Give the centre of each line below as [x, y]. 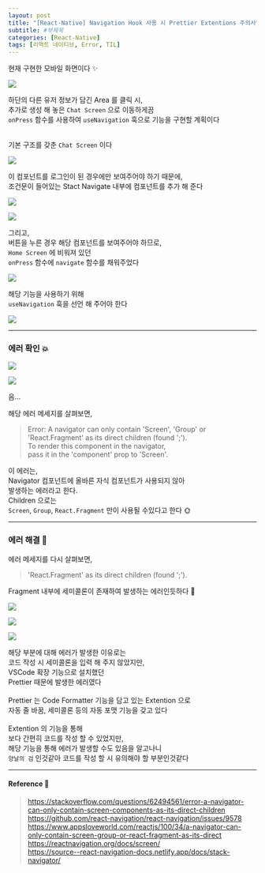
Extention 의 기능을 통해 [45, 728]
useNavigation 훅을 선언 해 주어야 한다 [68, 304]
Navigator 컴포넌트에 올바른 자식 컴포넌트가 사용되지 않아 [97, 481]
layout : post [30, 15]
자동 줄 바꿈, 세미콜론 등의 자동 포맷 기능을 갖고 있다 [88, 710]
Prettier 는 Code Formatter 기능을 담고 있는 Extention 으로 [99, 700]
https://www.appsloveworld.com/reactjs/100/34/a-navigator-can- [134, 826]
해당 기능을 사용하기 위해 [46, 294]
